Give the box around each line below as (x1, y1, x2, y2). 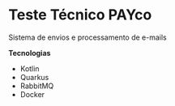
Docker (19, 89, 45, 99)
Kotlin (19, 63, 40, 74)
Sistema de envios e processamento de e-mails (8, 32, 168, 42)
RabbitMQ (19, 81, 54, 91)
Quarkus (19, 72, 49, 82)
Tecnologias (8, 48, 51, 57)
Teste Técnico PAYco (8, 6, 152, 24)
